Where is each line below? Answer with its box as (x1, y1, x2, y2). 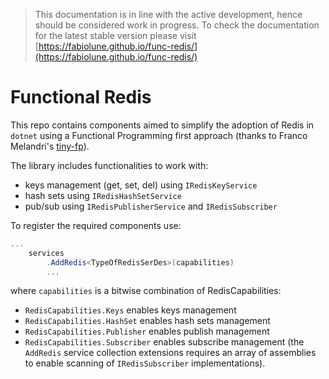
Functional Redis (10, 86, 152, 109)
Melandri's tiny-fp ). (10, 140, 90, 152)
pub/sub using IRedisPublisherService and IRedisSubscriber (24, 200, 278, 212)
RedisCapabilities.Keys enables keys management (24, 304, 237, 316)
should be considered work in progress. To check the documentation (34, 19, 320, 31)
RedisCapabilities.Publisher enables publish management (24, 325, 270, 338)
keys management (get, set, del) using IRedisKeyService (24, 179, 258, 191)
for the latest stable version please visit (34, 30, 197, 41)
